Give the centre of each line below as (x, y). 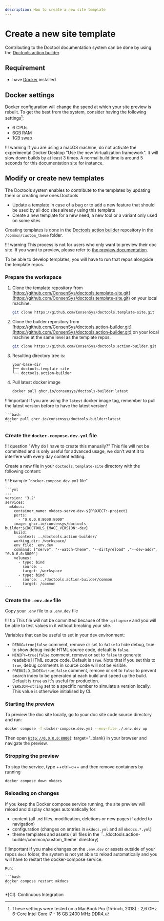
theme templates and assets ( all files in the (56, 834)
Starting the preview (30, 704)
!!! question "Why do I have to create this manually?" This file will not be (77, 446)
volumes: (23, 558)
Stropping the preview (32, 756)
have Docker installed (34, 80)
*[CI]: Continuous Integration (34, 894)
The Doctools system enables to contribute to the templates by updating (78, 190)
